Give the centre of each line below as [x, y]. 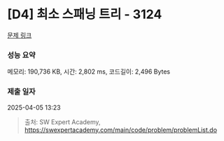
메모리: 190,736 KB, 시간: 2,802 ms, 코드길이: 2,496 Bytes [89, 72]
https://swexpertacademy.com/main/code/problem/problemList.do [121, 130]
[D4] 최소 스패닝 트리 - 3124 [85, 14]
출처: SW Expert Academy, [62, 122]
